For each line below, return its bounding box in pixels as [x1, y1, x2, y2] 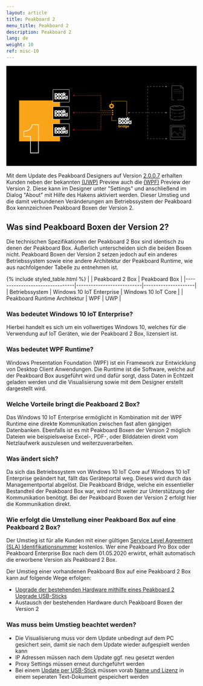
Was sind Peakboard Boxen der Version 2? [6, 222, 169, 232]
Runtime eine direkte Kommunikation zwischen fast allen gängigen [6, 420, 172, 427]
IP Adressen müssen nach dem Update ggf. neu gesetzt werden [14, 653, 175, 661]
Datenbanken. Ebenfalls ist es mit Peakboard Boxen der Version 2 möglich [6, 426, 191, 433]
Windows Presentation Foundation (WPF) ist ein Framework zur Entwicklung [6, 359, 196, 366]
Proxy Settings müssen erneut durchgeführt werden [14, 660, 145, 667]
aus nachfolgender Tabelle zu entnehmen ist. [6, 264, 119, 271]
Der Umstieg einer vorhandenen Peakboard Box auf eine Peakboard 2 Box [6, 568, 192, 575]
